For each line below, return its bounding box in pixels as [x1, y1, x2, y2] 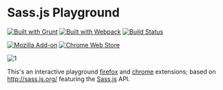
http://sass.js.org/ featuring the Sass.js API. [7, 74, 131, 83]
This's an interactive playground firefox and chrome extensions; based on [7, 67, 216, 76]
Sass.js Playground [7, 5, 120, 21]
